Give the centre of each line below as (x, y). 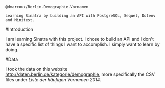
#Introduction (19, 29)
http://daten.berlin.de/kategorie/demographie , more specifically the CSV (80, 74)
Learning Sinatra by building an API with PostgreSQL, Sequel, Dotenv (80, 16)
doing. (12, 50)
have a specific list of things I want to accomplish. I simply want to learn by (83, 44)
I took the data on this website (36, 69)
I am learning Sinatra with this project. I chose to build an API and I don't (80, 39)
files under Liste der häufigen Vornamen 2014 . (53, 80)
